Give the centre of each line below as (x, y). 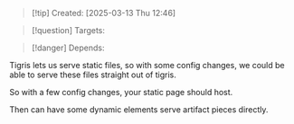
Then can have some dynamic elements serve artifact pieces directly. (139, 110)
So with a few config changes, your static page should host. (121, 92)
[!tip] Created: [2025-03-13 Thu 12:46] (104, 13)
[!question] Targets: (68, 30)
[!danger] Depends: (68, 48)
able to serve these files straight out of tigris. (93, 75)
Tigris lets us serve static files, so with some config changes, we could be (147, 65)
